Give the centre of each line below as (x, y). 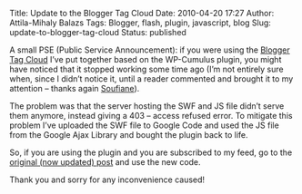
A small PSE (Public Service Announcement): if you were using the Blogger (150, 50)
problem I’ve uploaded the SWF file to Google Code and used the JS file (144, 125)
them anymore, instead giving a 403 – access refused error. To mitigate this (151, 116)
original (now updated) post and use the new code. (106, 162)
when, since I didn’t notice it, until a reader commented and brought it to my (151, 79)
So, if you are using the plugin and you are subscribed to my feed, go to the (151, 152)
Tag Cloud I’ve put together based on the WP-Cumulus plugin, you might (146, 59)
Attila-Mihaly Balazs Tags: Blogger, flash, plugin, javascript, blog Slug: (140, 23)
